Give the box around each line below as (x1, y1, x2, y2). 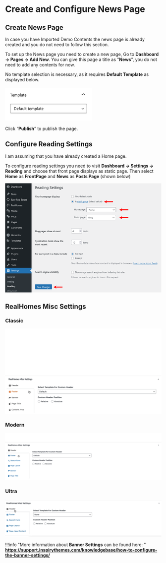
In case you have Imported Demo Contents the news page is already (5, 36, 145, 42)
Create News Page (5, 23, 63, 32)
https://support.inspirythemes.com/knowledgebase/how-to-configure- (5, 547, 158, 553)
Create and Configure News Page (5, 3, 145, 15)
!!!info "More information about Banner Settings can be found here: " (5, 542, 146, 548)
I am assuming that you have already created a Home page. (5, 153, 127, 159)
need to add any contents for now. (5, 62, 75, 67)
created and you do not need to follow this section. (5, 42, 109, 48)
